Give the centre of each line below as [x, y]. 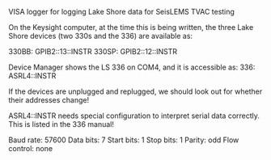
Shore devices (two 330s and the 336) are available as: [100, 36]
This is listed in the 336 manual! [61, 124]
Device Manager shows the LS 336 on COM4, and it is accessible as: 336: [132, 67]
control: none [31, 148]
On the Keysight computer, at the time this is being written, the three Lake [131, 27]
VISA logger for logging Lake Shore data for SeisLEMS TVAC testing [121, 12]
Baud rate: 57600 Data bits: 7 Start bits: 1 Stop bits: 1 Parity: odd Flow [124, 140]
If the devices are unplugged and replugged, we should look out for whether [135, 91]
